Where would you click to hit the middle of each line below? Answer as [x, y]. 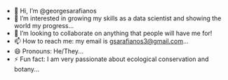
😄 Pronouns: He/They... [49, 51]
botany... [27, 69]
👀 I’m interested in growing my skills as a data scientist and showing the [118, 18]
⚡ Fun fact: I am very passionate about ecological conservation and [111, 59]
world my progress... [44, 26]
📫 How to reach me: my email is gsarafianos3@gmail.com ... [101, 41]
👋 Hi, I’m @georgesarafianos [55, 11]
